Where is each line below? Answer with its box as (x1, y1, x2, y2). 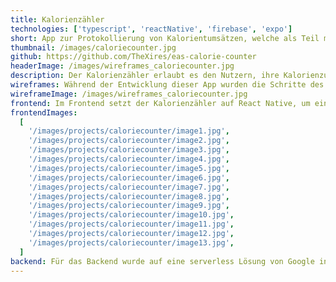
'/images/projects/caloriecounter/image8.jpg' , (28, 191, 230, 201)
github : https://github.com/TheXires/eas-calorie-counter (10, 52, 257, 62)
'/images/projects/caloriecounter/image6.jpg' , (28, 172, 230, 183)
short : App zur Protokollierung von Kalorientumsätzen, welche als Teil (10, 33, 320, 43)
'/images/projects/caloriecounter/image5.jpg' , (28, 163, 230, 173)
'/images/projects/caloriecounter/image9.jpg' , (28, 201, 230, 211)
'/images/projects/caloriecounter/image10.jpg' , (28, 210, 235, 220)
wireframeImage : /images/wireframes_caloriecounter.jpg (10, 89, 248, 99)
